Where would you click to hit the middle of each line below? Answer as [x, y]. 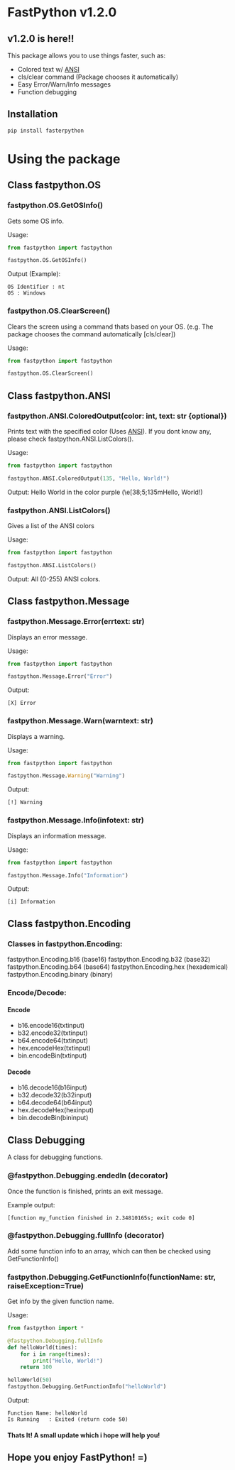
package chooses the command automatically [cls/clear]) [92, 334]
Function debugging [47, 92]
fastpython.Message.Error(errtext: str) [76, 622]
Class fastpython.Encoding [69, 923]
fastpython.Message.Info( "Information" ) [68, 875]
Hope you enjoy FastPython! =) [77, 1458]
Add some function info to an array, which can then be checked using [109, 1251]
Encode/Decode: [37, 992]
